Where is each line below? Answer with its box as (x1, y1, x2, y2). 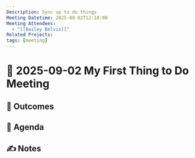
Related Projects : (6, 32, 53, 38)
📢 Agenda (6, 122, 45, 132)
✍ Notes (6, 143, 42, 154)
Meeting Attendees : (6, 20, 56, 26)
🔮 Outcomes (6, 101, 54, 111)
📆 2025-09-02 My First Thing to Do (6, 64, 189, 78)
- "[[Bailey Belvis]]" (12, 26, 70, 32)
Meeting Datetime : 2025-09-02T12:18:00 (6, 15, 108, 21)
